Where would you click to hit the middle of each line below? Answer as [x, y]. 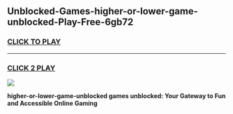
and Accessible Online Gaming [52, 103]
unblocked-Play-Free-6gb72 [70, 22]
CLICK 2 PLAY [31, 68]
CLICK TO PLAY [34, 42]
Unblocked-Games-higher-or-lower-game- [103, 11]
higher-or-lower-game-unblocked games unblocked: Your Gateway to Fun [116, 95]
